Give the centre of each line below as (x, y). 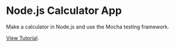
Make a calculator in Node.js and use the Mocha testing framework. (88, 27)
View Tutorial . (23, 38)
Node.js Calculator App (64, 11)
